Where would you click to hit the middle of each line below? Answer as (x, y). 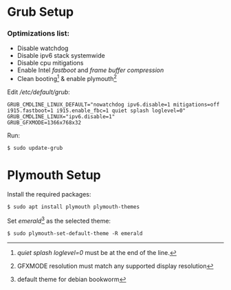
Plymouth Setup (54, 175)
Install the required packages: (49, 194)
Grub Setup (41, 12)
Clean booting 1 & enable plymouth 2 (67, 78)
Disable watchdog (43, 48)
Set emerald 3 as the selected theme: (59, 220)
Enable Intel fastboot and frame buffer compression (90, 70)
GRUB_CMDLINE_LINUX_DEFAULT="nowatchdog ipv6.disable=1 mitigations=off (113, 105)
